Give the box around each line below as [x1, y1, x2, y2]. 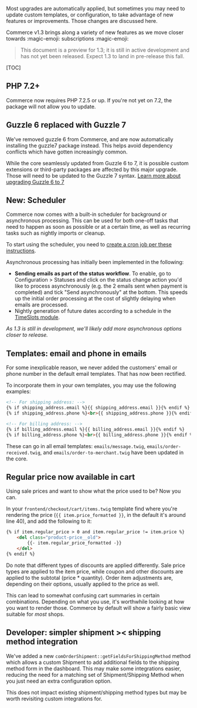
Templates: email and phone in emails [6, 348, 147, 358]
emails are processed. [14, 301, 69, 308]
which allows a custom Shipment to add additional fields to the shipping [6, 659, 180, 666]
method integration [6, 637, 78, 647]
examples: [6, 388, 31, 395]
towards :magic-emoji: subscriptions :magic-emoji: [6, 35, 129, 42]
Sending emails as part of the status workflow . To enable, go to [14, 270, 171, 277]
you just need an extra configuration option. [6, 677, 112, 684]
